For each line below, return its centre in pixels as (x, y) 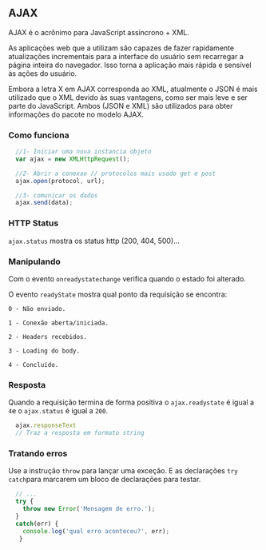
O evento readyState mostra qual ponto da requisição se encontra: (118, 294)
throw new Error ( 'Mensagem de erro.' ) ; (89, 509)
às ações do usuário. (43, 73)
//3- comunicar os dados (57, 195)
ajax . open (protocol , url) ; (60, 181)
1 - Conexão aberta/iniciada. (59, 323)
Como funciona (39, 135)
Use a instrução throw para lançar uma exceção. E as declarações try (123, 471)
